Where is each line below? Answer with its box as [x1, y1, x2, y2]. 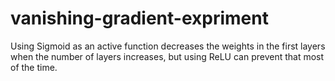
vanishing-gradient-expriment [10, 7, 269, 30]
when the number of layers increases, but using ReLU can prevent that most [10, 50, 325, 62]
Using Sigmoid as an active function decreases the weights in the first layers [10, 40, 326, 52]
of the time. [10, 61, 58, 73]
